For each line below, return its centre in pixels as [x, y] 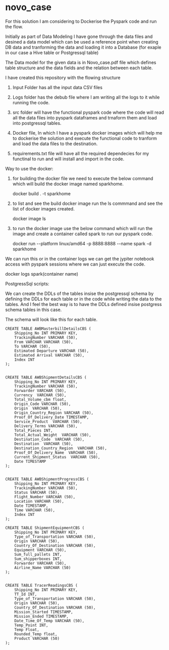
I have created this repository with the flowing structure [63, 77]
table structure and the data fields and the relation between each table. [79, 68]
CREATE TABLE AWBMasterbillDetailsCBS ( [48, 329]
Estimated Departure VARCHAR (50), [52, 351]
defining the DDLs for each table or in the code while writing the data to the [83, 299]
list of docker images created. [43, 208]
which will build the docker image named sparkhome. [68, 184]
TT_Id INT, [26, 594]
